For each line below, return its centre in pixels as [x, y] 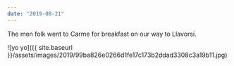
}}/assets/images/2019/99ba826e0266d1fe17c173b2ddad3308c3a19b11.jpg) [117, 55]
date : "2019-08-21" [36, 14]
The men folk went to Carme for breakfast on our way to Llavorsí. [102, 34]
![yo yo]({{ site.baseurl [40, 47]
